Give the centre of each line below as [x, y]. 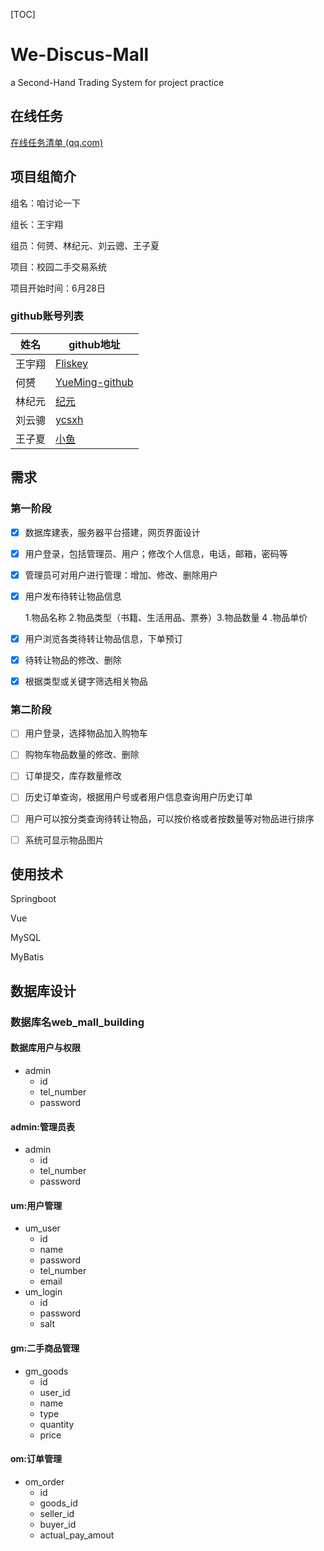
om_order [44, 1481]
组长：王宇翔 [36, 224]
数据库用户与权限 [45, 1048]
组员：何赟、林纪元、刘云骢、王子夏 [85, 245]
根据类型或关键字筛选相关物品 [86, 681]
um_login [43, 1292]
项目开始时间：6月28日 [58, 288]
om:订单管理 [36, 1459]
